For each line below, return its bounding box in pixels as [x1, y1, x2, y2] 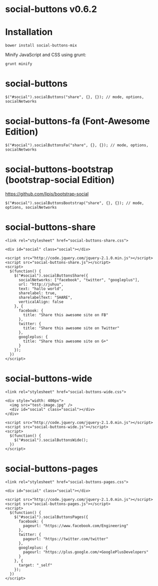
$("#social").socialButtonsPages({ [14, 514, 88, 519]
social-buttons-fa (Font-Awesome [5, 116, 150, 127]
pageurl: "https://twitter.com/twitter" [23, 536, 108, 541]
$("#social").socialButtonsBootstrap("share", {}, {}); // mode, [5, 200, 144, 206]
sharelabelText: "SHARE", [18, 295, 72, 300]
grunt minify [5, 62, 32, 67]
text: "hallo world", [18, 286, 64, 291]
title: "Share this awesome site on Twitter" [23, 325, 120, 331]
